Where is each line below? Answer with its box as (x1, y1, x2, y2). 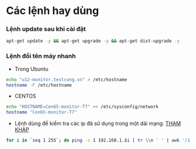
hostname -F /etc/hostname (6, 82, 72, 88)
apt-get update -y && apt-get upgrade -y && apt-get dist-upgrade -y (6, 38, 180, 44)
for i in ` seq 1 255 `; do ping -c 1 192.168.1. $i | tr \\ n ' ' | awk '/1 (6, 137, 191, 144)
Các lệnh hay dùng (6, 4, 99, 18)
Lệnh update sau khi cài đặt (6, 25, 86, 33)
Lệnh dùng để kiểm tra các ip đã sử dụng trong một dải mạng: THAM (14, 120, 181, 127)
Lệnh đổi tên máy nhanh (6, 52, 76, 60)
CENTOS (14, 92, 36, 100)
